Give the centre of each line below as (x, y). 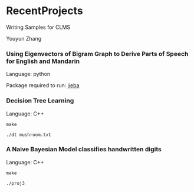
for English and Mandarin (43, 61)
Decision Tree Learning (40, 101)
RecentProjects (45, 11)
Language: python (28, 74)
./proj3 (16, 183)
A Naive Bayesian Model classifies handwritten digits (84, 150)
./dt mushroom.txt (29, 135)
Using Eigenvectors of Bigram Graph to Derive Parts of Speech (97, 54)
